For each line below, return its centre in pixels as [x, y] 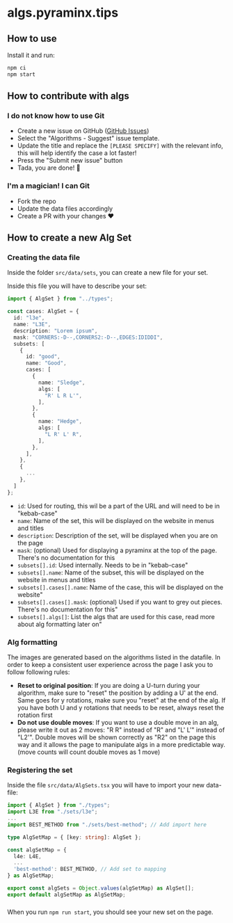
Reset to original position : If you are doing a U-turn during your [109, 685]
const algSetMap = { [37, 850]
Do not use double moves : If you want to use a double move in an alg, [118, 722]
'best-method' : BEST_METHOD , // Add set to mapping [90, 869]
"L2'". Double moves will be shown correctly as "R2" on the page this [116, 737]
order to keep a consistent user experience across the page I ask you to [110, 664]
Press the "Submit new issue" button [70, 161]
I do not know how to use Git [56, 116]
